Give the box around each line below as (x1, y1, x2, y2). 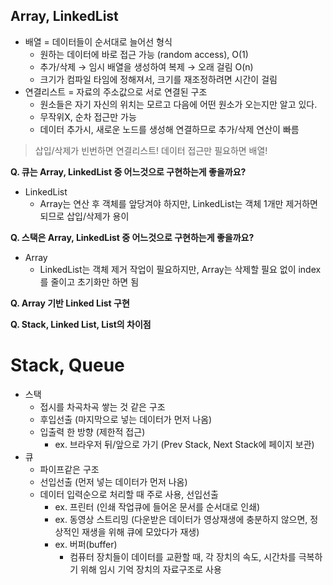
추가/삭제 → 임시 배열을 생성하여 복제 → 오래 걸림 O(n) (39, 60, 254, 73)
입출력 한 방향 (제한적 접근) (39, 425, 146, 438)
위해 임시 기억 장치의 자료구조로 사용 (80, 563, 222, 575)
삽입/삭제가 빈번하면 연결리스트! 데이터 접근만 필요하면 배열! (34, 144, 268, 156)
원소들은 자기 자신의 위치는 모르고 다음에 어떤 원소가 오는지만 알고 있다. (39, 98, 318, 110)
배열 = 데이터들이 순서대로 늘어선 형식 (24, 35, 173, 48)
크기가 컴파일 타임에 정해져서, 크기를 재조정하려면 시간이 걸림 (39, 73, 278, 85)
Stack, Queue (10, 354, 125, 376)
